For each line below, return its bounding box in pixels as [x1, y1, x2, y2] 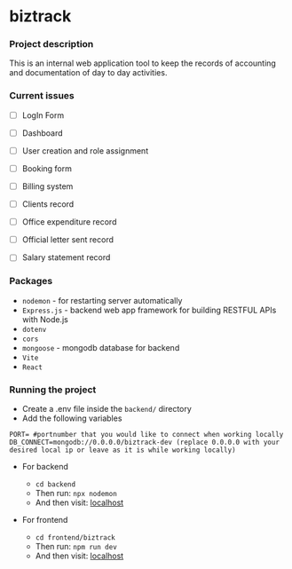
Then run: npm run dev [35, 541, 117, 551]
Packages [9, 275, 53, 288]
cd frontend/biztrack [35, 533, 115, 542]
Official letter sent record [21, 234, 114, 245]
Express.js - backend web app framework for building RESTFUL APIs [21, 304, 277, 315]
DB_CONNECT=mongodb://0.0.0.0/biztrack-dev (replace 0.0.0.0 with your [9, 438, 280, 447]
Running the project [9, 383, 97, 396]
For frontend [21, 514, 68, 525]
